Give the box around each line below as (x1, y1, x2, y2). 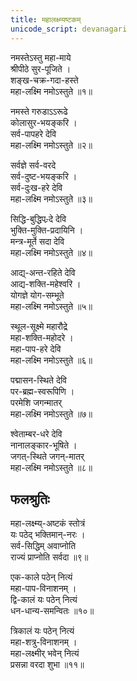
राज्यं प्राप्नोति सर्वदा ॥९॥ (10, 551, 89, 563)
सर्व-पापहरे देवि (10, 127, 57, 140)
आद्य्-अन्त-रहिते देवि (10, 266, 76, 278)
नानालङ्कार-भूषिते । (10, 439, 78, 451)
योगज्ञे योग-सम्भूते (10, 289, 65, 301)
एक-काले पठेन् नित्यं (10, 571, 73, 583)
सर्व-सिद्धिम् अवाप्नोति (10, 540, 77, 552)
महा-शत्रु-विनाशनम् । (10, 636, 78, 648)
